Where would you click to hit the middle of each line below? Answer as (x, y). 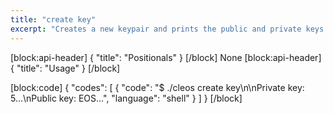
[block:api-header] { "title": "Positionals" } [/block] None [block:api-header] (166, 57)
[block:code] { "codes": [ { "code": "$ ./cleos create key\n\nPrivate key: (157, 87)
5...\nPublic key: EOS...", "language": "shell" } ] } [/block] (126, 98)
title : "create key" (53, 19)
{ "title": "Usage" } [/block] (65, 68)
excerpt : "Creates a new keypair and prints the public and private (156, 29)
